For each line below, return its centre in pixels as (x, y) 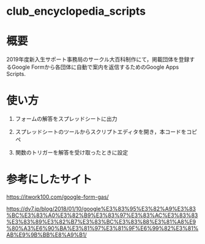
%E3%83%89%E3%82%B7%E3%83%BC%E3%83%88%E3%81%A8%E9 (101, 222)
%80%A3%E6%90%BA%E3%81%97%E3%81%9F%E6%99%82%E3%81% (102, 228)
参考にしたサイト (50, 180)
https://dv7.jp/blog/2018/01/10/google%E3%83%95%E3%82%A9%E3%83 (101, 209)
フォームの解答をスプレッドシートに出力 (66, 119)
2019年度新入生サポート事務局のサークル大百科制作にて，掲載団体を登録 (98, 59)
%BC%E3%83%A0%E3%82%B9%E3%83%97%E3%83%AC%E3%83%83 (102, 215)
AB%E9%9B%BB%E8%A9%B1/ (47, 235)
